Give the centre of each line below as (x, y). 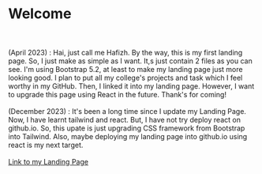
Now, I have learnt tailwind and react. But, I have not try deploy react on (124, 119)
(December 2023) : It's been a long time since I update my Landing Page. (127, 111)
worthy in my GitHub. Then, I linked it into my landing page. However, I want (131, 86)
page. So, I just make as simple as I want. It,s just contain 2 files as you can (130, 61)
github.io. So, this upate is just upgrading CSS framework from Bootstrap (127, 128)
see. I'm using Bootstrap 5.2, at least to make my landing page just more (125, 69)
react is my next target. (46, 145)
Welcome (40, 14)
